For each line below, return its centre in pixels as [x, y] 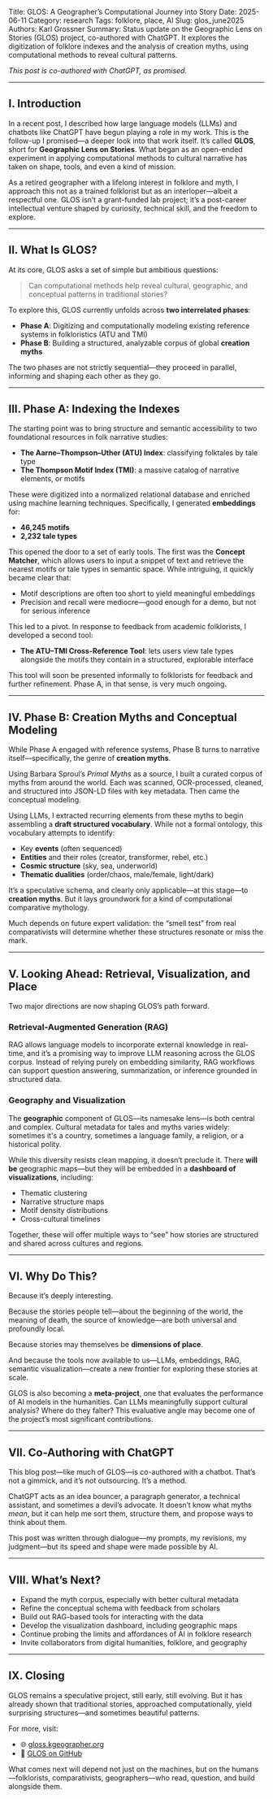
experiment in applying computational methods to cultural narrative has [128, 158]
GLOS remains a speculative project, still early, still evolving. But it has [126, 1695]
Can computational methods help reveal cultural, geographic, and [138, 285]
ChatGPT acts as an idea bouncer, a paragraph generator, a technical [124, 1497]
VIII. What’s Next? [55, 1580]
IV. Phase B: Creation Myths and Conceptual [123, 717]
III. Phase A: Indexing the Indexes [94, 409]
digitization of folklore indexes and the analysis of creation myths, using [129, 46]
